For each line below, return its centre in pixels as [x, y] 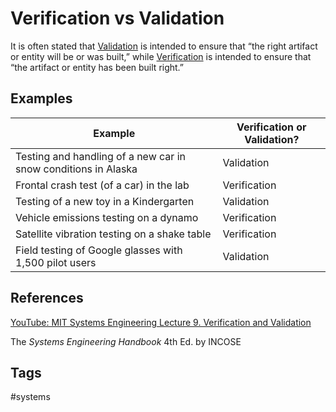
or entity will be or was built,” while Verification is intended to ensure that [161, 56]
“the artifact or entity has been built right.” [97, 67]
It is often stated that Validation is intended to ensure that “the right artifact [164, 46]
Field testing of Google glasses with [99, 250]
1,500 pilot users [56, 262]
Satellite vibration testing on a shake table [113, 234]
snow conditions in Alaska [76, 169]
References [47, 298]
